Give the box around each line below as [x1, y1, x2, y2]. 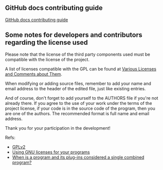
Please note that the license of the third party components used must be [5, 51, 150, 57]
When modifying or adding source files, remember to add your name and [5, 80, 152, 86]
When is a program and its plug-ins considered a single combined [12, 154, 145, 160]
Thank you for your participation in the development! [5, 125, 111, 131]
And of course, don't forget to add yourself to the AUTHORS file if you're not [5, 95, 159, 101]
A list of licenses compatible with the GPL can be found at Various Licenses [5, 66, 157, 72]
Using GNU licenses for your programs [12, 149, 90, 155]
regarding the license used [5, 38, 88, 47]
